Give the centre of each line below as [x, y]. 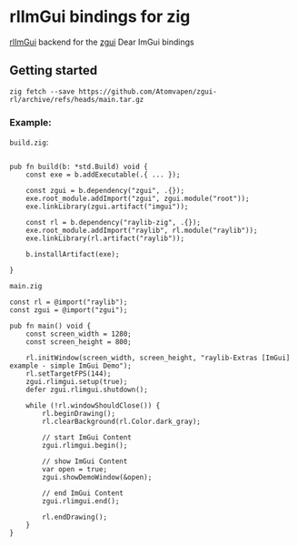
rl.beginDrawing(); [79, 414]
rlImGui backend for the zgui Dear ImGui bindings [102, 42]
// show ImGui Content [85, 461]
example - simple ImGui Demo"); [70, 366]
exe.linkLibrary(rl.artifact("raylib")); [105, 238]
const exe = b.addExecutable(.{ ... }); [103, 175]
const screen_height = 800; [79, 342]
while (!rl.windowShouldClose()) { [93, 406]
